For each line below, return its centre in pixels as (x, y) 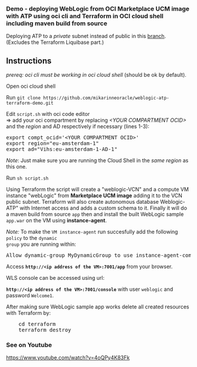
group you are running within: (41, 244)
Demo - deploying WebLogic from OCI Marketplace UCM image (98, 9)
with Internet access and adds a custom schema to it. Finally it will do (103, 208)
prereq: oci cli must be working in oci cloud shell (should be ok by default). (96, 75)
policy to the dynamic (32, 238)
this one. (17, 167)
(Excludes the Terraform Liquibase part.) (55, 42)
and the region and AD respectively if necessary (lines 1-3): (78, 126)
